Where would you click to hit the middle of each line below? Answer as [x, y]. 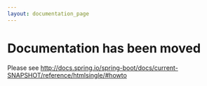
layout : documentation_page [48, 14]
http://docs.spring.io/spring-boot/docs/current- [109, 68]
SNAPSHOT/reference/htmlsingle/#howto [67, 75]
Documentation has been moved [104, 48]
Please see [23, 68]
